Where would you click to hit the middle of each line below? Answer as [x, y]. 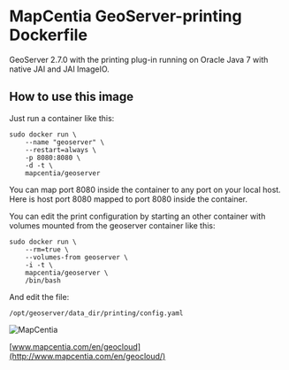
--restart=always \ [61, 150]
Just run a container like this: [62, 118]
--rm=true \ [47, 250]
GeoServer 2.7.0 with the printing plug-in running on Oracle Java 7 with [139, 59]
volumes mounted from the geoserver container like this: [112, 225]
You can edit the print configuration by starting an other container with [137, 216]
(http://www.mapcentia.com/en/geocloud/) [87, 356]
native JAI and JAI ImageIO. [60, 69]
